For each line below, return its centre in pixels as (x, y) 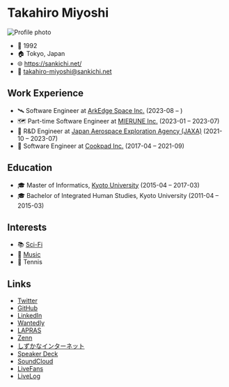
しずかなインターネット (51, 346)
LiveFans (30, 369)
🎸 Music (29, 255)
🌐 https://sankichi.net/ (49, 63)
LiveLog (29, 376)
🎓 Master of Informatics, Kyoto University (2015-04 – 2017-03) (108, 185)
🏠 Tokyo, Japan (41, 53)
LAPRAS (29, 331)
